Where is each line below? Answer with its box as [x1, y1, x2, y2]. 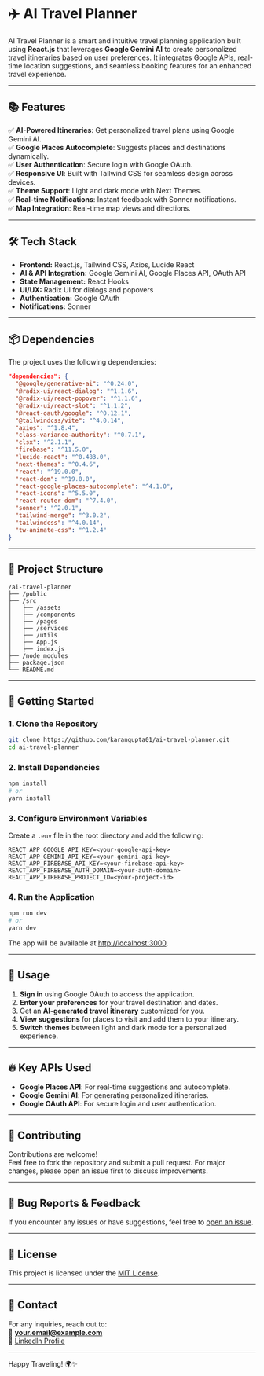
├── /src [8, 597, 37, 605]
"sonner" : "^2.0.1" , [15, 505, 82, 512]
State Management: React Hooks [19, 277, 130, 286]
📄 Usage [8, 968, 49, 982]
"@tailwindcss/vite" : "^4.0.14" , [15, 416, 125, 424]
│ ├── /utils [8, 632, 58, 640]
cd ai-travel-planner [8, 743, 79, 751]
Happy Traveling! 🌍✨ [8, 1359, 79, 1368]
